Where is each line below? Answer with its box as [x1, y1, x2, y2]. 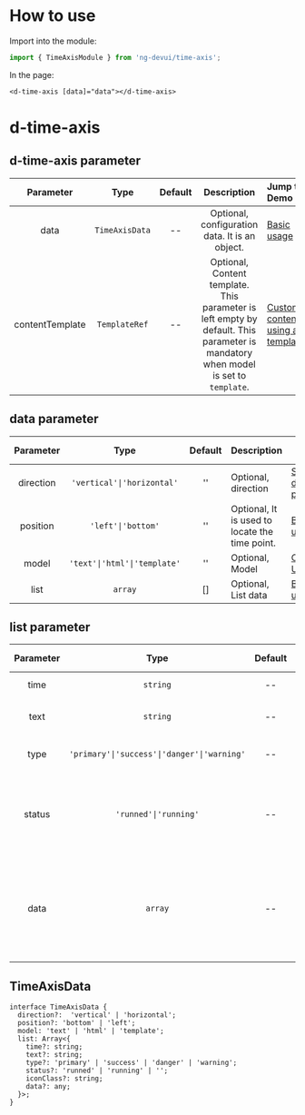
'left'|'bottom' [89, 520, 161, 531]
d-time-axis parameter [9, 153, 142, 169]
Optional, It [231, 502, 278, 515]
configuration [201, 218, 259, 231]
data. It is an [203, 229, 256, 242]
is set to [212, 369, 247, 381]
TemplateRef [96, 319, 149, 330]
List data [231, 588, 268, 601]
